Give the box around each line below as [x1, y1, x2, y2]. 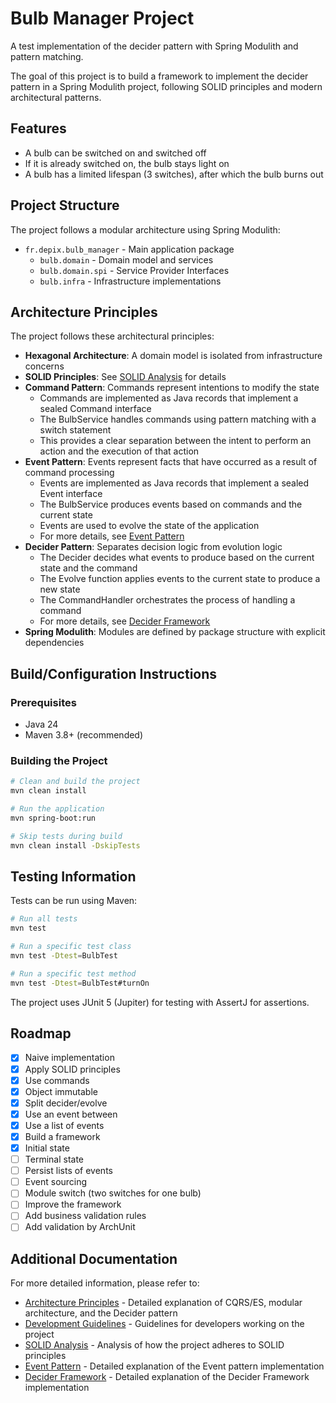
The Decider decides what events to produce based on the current [39, 552, 315, 564]
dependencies [24, 637, 85, 649]
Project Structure [10, 197, 120, 214]
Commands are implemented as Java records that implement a [39, 392, 299, 404]
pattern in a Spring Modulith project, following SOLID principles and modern [10, 80, 323, 92]
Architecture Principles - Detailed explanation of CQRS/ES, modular [24, 1297, 303, 1309]
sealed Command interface [39, 403, 152, 415]
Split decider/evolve [24, 1097, 108, 1109]
